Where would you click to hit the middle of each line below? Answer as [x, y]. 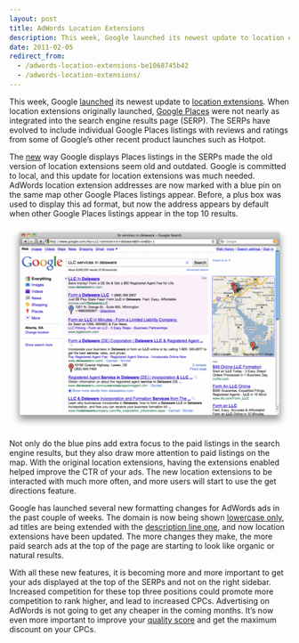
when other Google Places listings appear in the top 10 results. [124, 213]
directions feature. [43, 491]
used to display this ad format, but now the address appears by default [139, 204]
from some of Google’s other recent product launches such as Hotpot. [138, 139]
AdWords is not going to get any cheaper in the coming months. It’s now [141, 611]
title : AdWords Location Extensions [77, 28]
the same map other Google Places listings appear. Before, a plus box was [145, 194]
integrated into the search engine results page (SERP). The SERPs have [140, 120]
